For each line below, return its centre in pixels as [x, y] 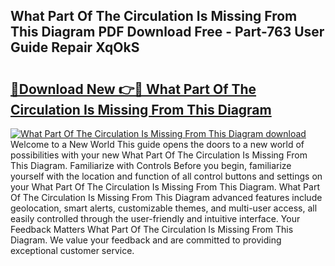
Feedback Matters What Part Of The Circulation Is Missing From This [152, 229]
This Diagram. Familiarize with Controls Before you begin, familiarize [151, 165]
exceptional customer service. [72, 250]
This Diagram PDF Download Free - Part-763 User [167, 32]
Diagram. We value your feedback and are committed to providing [146, 240]
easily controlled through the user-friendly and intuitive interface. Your [155, 218]
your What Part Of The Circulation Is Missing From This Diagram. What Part [165, 187]
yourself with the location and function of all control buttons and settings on [166, 176]
